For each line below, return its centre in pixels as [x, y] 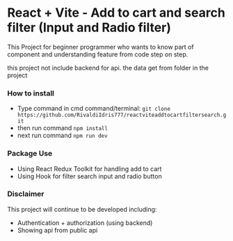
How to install [31, 93]
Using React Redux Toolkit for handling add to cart [89, 169]
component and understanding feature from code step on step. [98, 54]
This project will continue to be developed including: [82, 209]
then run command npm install [63, 128]
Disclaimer [26, 194]
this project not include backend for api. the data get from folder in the [108, 68]
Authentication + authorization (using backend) [85, 223]
